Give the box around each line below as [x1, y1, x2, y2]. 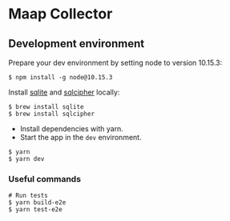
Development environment [8, 37, 145, 50]
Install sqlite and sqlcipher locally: [8, 87, 120, 97]
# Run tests [8, 191, 48, 200]
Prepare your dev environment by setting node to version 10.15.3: [8, 58, 223, 67]
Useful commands [8, 173, 82, 184]
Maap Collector [8, 5, 113, 23]
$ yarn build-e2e [8, 199, 67, 207]
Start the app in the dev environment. [19, 133, 142, 142]
